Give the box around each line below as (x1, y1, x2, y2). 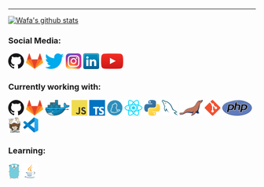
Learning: (8, 145, 46, 156)
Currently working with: (8, 82, 101, 93)
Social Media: (8, 35, 61, 46)
